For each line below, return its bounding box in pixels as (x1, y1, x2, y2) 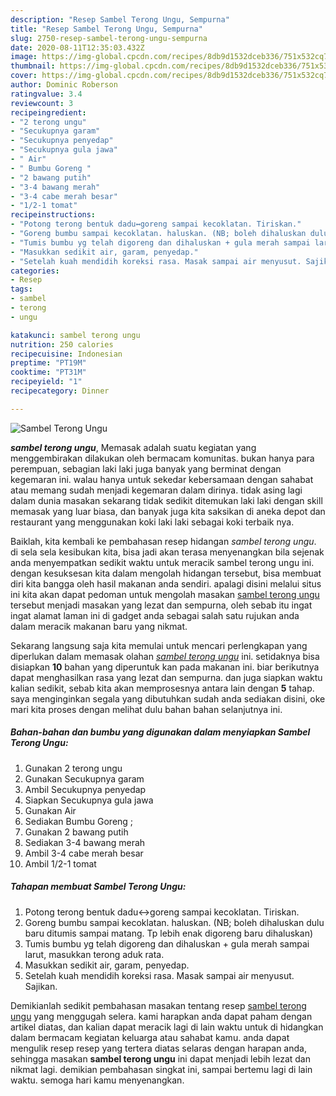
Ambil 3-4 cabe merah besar (24, 847, 144, 859)
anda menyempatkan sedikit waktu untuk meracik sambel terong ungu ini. (10, 556, 315, 568)
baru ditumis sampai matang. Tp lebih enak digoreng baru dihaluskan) (24, 927, 314, 939)
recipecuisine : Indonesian (10, 349, 123, 359)
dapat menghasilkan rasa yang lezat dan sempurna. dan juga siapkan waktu (10, 671, 323, 683)
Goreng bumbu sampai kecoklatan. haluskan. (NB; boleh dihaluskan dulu (24, 916, 325, 928)
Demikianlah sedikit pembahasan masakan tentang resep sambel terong (10, 999, 307, 1011)
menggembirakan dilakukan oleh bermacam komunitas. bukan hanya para (10, 452, 315, 464)
